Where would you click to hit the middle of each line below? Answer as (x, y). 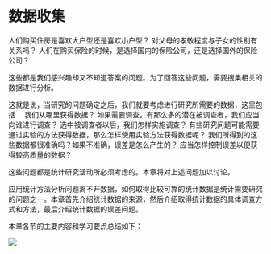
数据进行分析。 (33, 87)
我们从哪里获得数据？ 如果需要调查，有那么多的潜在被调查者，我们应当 (142, 114)
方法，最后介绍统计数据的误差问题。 (82, 209)
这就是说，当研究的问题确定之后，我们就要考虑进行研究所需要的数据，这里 (132, 104)
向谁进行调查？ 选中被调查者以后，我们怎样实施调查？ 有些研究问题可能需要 (134, 125)
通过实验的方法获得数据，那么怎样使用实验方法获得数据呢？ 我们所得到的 (129, 134)
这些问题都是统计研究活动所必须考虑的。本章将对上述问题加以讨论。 (121, 172)
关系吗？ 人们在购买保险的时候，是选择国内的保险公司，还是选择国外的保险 (133, 50)
